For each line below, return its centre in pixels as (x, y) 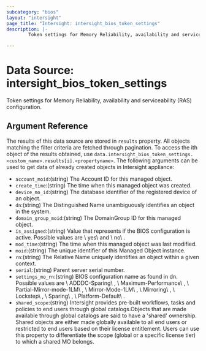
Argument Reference (47, 126)
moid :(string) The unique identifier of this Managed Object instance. (100, 250)
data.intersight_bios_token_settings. (144, 154)
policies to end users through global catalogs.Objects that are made (101, 309)
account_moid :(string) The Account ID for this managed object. (94, 179)
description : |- (27, 29)
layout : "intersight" (34, 18)
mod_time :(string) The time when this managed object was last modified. (106, 244)
